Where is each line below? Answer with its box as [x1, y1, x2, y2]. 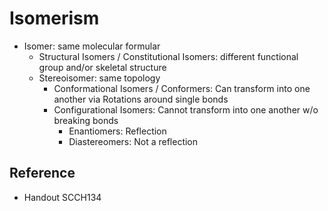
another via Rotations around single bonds [53, 93, 229, 105]
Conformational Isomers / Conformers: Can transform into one [53, 82, 311, 94]
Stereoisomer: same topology [38, 72, 161, 84]
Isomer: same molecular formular [23, 40, 161, 52]
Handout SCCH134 [23, 191, 102, 203]
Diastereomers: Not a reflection [68, 135, 199, 147]
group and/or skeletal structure [38, 61, 167, 73]
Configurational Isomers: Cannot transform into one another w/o [53, 103, 319, 116]
